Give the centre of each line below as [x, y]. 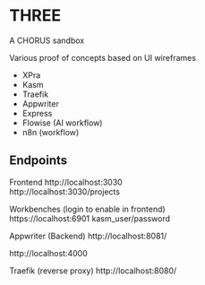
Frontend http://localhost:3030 [66, 182]
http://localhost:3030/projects [65, 191]
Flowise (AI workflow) [62, 123]
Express [37, 113]
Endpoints [38, 161]
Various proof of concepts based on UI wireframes [103, 57]
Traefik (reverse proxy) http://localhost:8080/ [93, 271]
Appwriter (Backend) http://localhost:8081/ [88, 236]
